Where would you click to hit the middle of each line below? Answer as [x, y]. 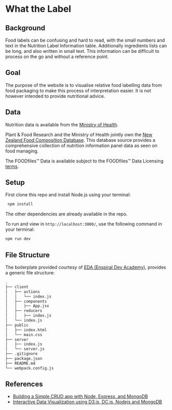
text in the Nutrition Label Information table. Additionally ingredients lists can [86, 46]
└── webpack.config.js [30, 368]
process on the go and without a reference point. [57, 57]
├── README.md [21, 363]
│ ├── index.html [26, 330]
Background [25, 28]
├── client [17, 287]
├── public [17, 325]
